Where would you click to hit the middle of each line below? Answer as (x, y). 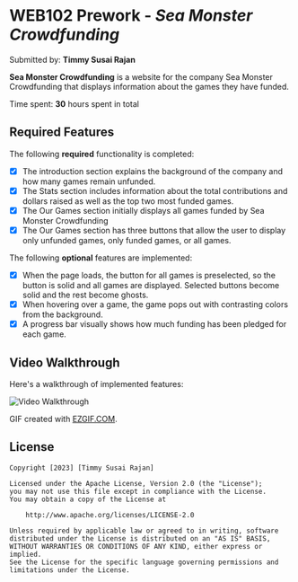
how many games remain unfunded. (89, 181)
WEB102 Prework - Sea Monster (131, 16)
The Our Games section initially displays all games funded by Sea (143, 210)
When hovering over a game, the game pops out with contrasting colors (155, 304)
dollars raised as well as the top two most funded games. (128, 201)
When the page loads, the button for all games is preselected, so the (149, 275)
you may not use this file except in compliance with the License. (138, 491)
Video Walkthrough (65, 362)
